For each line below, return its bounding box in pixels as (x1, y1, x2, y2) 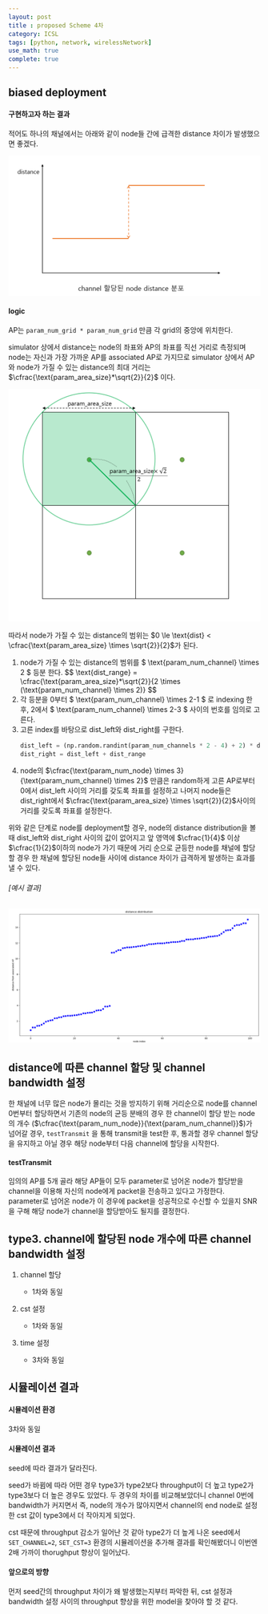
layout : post (8, 13, 52, 21)
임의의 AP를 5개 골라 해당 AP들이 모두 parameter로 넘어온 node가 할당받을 (8, 1176, 244, 1186)
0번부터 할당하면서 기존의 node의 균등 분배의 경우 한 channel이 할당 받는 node (8, 1108, 256, 1118)
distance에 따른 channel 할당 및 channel (8, 1061, 206, 1074)
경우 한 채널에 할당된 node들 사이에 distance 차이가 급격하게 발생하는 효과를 (16, 853, 256, 863)
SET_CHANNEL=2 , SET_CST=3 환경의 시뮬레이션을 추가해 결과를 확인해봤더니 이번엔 (8, 1537, 258, 1547)
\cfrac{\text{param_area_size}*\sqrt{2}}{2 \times (19, 677, 182, 686)
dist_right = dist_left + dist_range (19, 750, 146, 758)
